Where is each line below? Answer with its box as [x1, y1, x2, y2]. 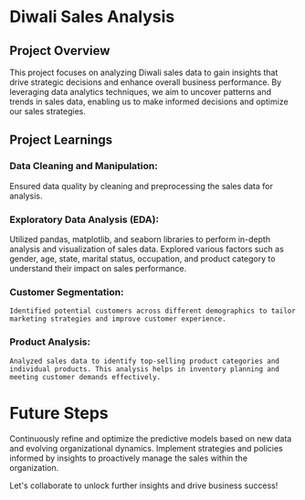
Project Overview [9, 43, 110, 59]
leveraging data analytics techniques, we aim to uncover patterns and [9, 87, 272, 97]
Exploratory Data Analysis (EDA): [9, 213, 160, 226]
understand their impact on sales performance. [9, 262, 187, 273]
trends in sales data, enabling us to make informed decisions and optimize [9, 96, 289, 107]
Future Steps [9, 402, 109, 423]
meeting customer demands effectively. [9, 372, 162, 381]
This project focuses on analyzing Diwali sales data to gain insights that [9, 67, 279, 78]
